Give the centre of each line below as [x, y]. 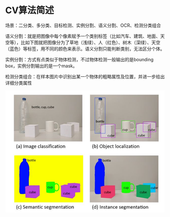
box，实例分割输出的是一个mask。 [41, 66]
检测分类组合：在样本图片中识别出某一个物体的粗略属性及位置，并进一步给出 [85, 76]
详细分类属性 [18, 83]
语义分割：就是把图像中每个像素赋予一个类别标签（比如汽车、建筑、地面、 [83, 36]
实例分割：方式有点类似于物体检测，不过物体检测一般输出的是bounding [79, 59]
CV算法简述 [30, 10]
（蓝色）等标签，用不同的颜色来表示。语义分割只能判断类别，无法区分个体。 [85, 49]
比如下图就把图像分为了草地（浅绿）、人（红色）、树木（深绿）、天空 [90, 42]
